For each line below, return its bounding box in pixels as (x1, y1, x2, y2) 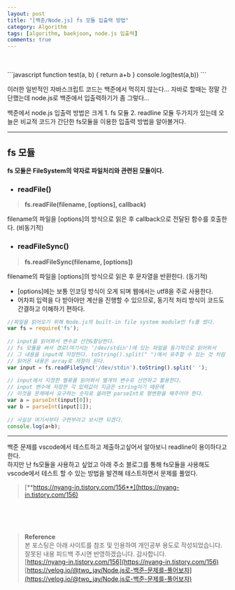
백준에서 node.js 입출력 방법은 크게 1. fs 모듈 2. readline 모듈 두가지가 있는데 (7, 109, 218, 117)
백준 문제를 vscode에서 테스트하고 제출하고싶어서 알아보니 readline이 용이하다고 (7, 443, 227, 451)
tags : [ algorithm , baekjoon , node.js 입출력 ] (7, 29, 138, 37)
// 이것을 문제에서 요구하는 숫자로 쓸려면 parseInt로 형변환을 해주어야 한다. (7, 390, 204, 397)
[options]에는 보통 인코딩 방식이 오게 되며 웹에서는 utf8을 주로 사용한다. (17, 287, 213, 295)
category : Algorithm (7, 23, 68, 30)
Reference (24, 532, 56, 541)
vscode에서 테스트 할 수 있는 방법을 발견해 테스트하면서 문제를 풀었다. (7, 469, 198, 478)
